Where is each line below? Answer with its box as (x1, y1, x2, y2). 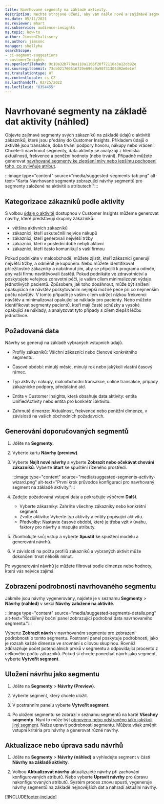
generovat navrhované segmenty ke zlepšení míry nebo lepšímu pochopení (5, 158, 157, 164)
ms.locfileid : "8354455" (5, 84, 56, 90)
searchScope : (5, 48, 32, 53)
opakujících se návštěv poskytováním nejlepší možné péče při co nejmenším (5, 287, 159, 293)
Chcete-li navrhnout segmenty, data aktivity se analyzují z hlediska (5, 148, 140, 154)
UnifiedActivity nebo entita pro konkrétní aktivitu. (12, 398, 111, 404)
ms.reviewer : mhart (5, 21, 45, 26)
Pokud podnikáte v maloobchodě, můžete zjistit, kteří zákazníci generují (5, 255, 150, 261)
